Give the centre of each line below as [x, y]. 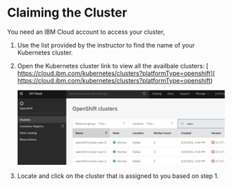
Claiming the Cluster [67, 13]
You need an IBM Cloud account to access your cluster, [86, 32]
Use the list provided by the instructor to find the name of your [106, 45]
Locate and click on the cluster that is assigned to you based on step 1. [118, 176]
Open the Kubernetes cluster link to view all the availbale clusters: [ [113, 66]
